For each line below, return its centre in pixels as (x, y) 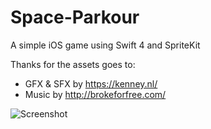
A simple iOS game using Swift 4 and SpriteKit (105, 45)
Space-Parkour (75, 17)
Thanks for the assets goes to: (73, 64)
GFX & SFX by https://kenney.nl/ (91, 83)
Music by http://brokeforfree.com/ (95, 94)
